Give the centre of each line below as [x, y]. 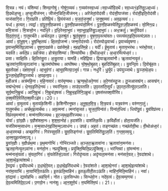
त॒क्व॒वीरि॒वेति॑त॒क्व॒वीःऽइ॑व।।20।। [32, 98]
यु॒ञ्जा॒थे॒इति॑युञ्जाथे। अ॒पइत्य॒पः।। [32, 75]
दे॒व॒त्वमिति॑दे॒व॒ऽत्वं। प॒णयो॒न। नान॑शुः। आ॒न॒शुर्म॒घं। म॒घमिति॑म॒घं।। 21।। [60, 182]
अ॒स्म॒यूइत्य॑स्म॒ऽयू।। [21, 137]
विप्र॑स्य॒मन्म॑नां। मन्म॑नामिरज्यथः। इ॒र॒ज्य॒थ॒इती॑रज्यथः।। [47, 115]
